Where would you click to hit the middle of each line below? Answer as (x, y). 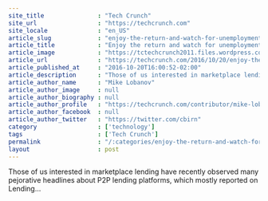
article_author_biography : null (64, 97)
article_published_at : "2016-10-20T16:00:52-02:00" (105, 68)
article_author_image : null (64, 90)
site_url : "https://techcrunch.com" (100, 23)
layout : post (64, 149)
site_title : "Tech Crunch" (80, 16)
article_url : (55, 61)
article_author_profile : (55, 104)
